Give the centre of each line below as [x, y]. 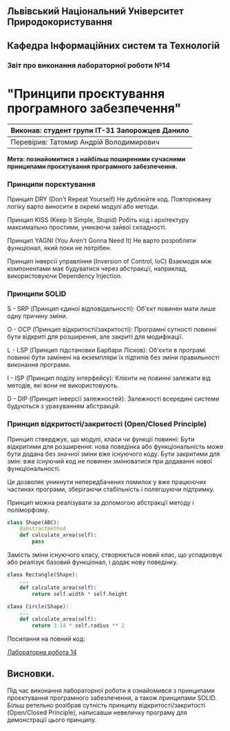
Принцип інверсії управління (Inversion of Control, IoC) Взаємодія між [109, 261]
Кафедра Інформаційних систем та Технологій [114, 45]
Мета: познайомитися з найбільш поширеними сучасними [96, 159]
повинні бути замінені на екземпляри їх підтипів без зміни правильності [113, 357]
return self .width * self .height [80, 594]
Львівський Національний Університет [96, 11]
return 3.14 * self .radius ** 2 [79, 626]
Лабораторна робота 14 [42, 652]
